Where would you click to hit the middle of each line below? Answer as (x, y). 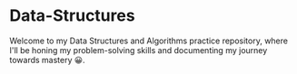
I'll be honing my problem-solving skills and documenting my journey (139, 50)
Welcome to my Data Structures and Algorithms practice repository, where (149, 41)
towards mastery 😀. (47, 60)
